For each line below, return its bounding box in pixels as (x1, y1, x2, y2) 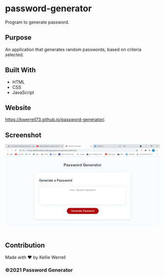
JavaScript (12, 89, 34, 95)
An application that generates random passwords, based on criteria (5, 46, 141, 52)
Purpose (5, 33, 32, 42)
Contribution (5, 241, 45, 249)
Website (5, 104, 31, 112)
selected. (5, 52, 24, 57)
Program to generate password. (5, 19, 70, 25)
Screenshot (5, 131, 42, 139)
